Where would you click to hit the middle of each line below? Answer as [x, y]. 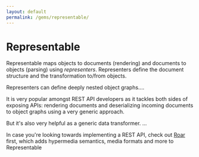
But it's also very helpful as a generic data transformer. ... [77, 124]
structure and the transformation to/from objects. [66, 76]
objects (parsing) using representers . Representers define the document [95, 70]
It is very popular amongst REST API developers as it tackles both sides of [97, 99]
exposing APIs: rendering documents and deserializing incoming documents [100, 106]
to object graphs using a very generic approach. [66, 112]
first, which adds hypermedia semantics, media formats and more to [90, 141]
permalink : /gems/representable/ [48, 17]
